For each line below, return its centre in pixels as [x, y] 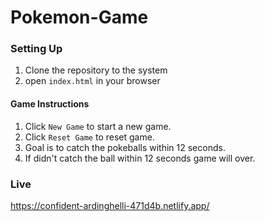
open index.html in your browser [92, 81]
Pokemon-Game [79, 17]
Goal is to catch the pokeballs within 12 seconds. [125, 147]
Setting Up [36, 49]
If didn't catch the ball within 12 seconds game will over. [140, 158]
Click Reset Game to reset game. [89, 137]
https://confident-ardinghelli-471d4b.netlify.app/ [110, 205]
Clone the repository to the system [96, 70]
